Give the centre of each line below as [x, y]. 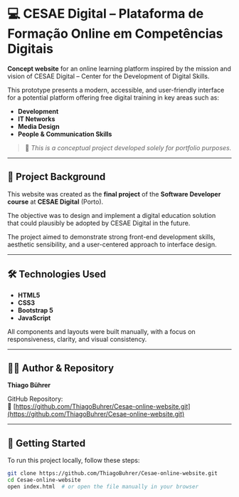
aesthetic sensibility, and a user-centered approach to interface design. [112, 244]
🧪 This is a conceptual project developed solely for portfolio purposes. [128, 147]
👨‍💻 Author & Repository [61, 368]
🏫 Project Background [57, 177]
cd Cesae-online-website [44, 480]
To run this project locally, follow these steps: [74, 461]
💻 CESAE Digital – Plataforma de [106, 14]
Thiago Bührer [29, 385]
